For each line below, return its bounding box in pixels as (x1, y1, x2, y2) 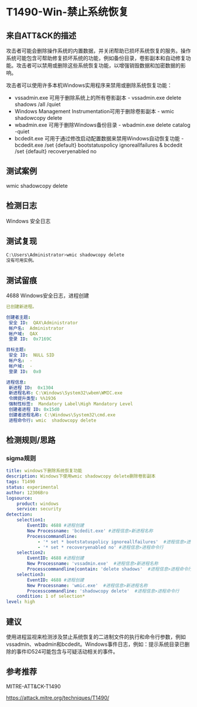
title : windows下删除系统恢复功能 (6, 468, 83, 474)
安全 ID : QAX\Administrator (8, 319, 78, 326)
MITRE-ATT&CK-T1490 (6, 682, 61, 690)
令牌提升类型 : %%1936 (8, 396, 56, 402)
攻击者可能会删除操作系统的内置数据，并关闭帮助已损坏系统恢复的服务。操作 (6, 48, 191, 54)
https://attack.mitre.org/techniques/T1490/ (6, 694, 110, 701)
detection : (6, 511, 33, 517)
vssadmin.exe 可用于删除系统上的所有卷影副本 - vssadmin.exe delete (14, 95, 182, 101)
